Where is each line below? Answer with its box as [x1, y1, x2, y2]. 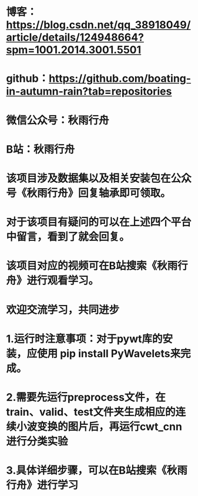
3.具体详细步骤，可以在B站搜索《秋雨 [6, 464, 188, 477]
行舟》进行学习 [6, 478, 79, 492]
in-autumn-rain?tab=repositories [6, 85, 172, 98]
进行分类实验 [6, 434, 69, 448]
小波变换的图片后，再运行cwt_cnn [16, 420, 182, 433]
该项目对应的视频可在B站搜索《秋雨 [6, 259, 178, 273]
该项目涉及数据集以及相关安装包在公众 [6, 172, 192, 185]
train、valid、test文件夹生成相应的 [6, 405, 176, 418]
